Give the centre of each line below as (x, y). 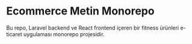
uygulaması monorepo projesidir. (64, 34)
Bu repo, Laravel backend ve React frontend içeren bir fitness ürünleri (93, 28)
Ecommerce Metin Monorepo (80, 11)
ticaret (14, 34)
